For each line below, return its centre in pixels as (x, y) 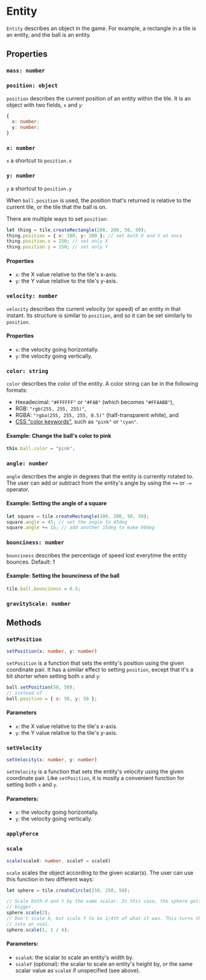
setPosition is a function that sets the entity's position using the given (95, 663)
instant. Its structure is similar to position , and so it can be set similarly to (99, 315)
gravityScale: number (39, 603)
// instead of (25, 693)
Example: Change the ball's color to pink (59, 435)
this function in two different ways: (50, 879)
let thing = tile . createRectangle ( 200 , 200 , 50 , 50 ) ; (77, 230)
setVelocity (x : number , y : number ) (52, 760)
